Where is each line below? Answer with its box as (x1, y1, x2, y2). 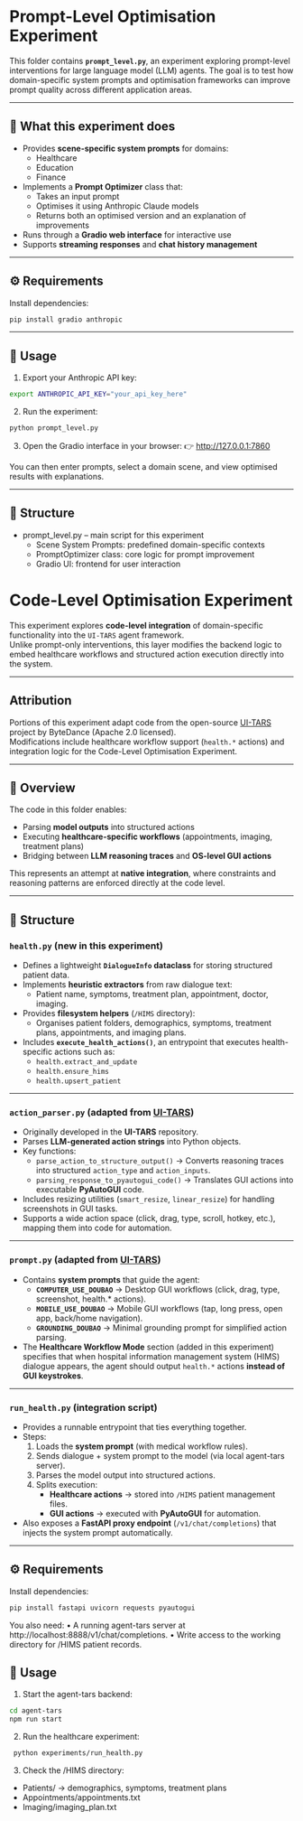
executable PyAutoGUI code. (35, 1184, 144, 1195)
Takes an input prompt (35, 191, 120, 201)
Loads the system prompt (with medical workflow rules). (35, 1441, 248, 1452)
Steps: (22, 1431, 47, 1442)
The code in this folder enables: (9, 804, 127, 815)
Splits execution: (35, 1479, 97, 1489)
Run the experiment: (22, 406, 98, 417)
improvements (35, 219, 90, 230)
